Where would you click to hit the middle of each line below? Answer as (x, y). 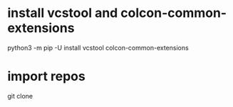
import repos (46, 77)
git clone (20, 96)
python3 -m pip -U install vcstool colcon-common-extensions (98, 47)
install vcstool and (63, 13)
